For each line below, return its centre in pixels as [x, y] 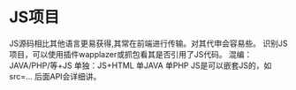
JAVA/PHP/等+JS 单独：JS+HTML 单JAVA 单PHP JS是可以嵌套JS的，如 [140, 65]
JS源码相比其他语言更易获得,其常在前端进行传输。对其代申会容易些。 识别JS [148, 43]
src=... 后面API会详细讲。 [55, 76]
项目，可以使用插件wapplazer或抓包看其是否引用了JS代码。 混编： [131, 54]
